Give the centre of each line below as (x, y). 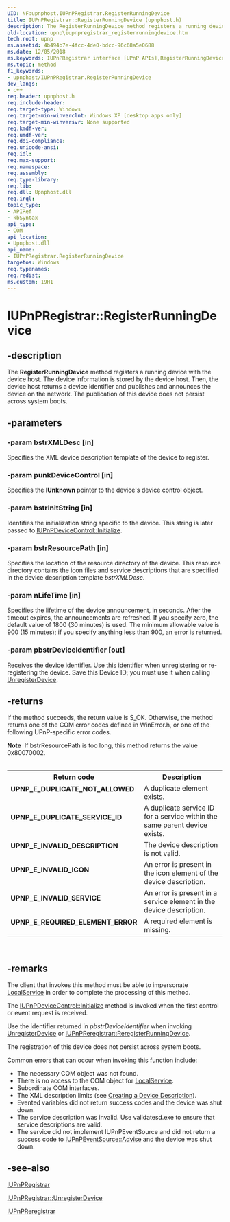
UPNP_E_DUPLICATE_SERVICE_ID (66, 817)
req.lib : (20, 186)
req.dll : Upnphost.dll (39, 192)
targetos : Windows (33, 262)
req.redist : (24, 275)
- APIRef (20, 212)
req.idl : (20, 154)
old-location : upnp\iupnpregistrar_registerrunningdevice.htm (98, 33)
